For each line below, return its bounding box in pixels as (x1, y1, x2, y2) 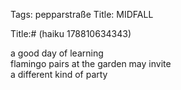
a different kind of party (10, 69, 108, 80)
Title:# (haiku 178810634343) (10, 28, 132, 39)
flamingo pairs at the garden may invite (10, 58, 172, 69)
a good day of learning (10, 47, 104, 59)
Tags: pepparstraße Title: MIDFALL (10, 9, 154, 20)
